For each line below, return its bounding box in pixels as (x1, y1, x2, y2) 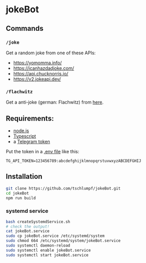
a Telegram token (13, 138, 50, 145)
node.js (13, 127, 30, 134)
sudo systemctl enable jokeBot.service (6, 248, 91, 253)
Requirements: (6, 114, 54, 123)
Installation (6, 172, 43, 181)
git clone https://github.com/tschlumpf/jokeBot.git (6, 186, 121, 191)
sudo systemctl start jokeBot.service (6, 252, 89, 257)
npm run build (6, 195, 36, 200)
